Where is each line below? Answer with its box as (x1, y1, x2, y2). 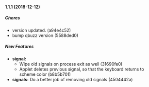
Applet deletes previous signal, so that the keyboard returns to (19, 66, 144, 72)
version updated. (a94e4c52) (12, 27, 71, 33)
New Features (5, 44, 34, 50)
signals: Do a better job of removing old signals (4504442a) (12, 76, 133, 82)
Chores (5, 15, 20, 21)
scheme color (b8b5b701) (19, 71, 71, 77)
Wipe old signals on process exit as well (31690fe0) (19, 61, 123, 67)
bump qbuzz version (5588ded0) (12, 32, 79, 38)
